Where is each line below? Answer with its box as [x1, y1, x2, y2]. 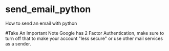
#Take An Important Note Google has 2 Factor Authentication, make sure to [5, 30, 164, 36]
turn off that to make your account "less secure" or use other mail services [5, 35, 163, 41]
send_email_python [5, 4, 91, 15]
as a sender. [5, 40, 31, 46]
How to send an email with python [5, 20, 77, 26]
